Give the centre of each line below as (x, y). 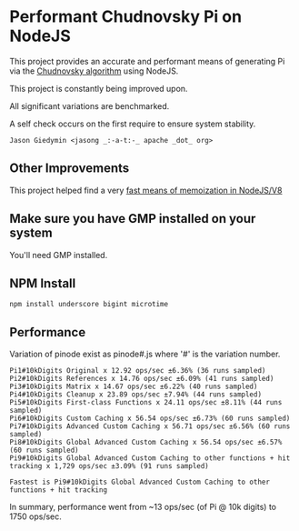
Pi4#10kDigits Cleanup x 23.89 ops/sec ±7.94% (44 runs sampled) (135, 395)
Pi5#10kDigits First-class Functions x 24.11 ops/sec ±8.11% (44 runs (146, 403)
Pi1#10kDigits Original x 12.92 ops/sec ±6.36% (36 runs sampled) (138, 371)
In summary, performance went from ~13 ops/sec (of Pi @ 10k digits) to (143, 507)
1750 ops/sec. (35, 516)
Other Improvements (70, 169)
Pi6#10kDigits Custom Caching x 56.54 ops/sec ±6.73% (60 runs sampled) (150, 419)
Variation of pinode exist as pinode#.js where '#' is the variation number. (145, 354)
